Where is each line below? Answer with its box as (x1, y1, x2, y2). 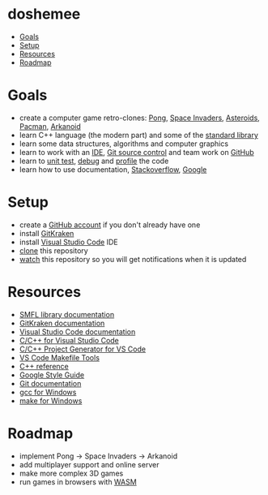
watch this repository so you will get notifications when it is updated (19, 254, 247, 264)
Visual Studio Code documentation (19, 326, 136, 337)
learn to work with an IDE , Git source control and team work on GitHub (19, 147, 254, 157)
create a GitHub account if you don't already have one (19, 220, 201, 230)
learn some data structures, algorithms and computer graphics (19, 139, 228, 148)
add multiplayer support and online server (19, 459, 160, 469)
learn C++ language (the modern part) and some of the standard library (19, 130, 258, 140)
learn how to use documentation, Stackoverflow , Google (19, 164, 207, 174)
